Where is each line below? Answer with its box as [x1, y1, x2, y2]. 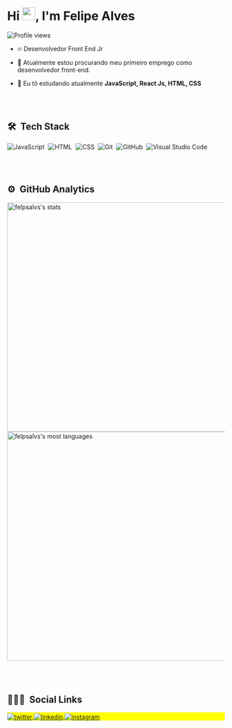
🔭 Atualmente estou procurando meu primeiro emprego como [17, 58, 193, 66]
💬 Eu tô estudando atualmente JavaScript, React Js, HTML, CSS [17, 79, 202, 87]
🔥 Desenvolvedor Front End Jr [17, 44, 104, 53]
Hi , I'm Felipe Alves [7, 8, 135, 24]
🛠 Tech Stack [7, 121, 70, 133]
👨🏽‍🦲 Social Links [7, 693, 83, 705]
